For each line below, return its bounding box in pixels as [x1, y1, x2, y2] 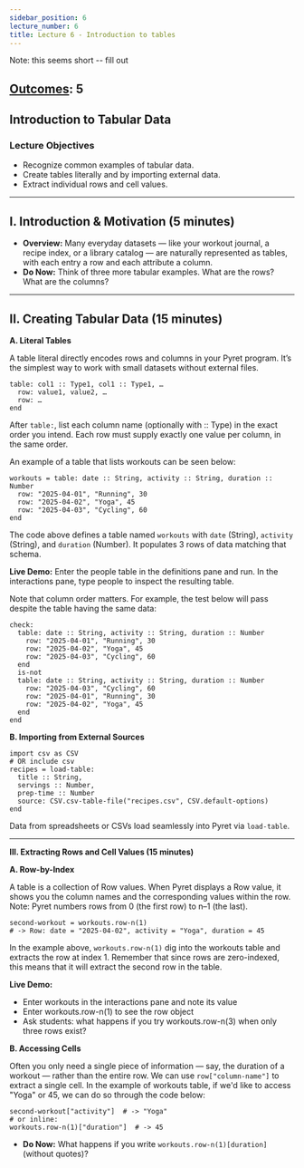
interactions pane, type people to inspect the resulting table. [9, 576, 234, 587]
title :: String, [17, 773, 83, 782]
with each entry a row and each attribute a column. [22, 257, 214, 268]
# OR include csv [9, 758, 75, 767]
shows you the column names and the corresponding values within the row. [9, 892, 291, 903]
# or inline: [9, 1115, 59, 1125]
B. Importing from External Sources [9, 731, 145, 743]
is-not [17, 668, 43, 678]
